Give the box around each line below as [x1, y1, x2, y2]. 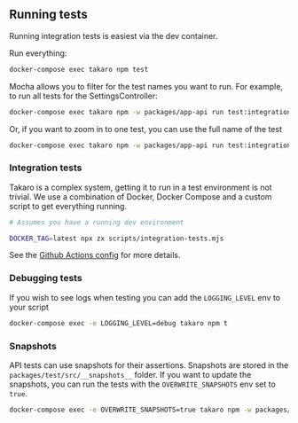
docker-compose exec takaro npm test [9, 65, 149, 74]
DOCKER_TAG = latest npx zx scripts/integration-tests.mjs [9, 234, 224, 243]
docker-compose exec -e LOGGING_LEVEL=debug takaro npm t [9, 318, 228, 327]
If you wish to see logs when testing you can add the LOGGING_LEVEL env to [9, 292, 281, 302]
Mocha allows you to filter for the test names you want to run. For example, [9, 81, 284, 91]
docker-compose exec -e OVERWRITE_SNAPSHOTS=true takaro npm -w [9, 405, 252, 414]
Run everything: [9, 48, 67, 59]
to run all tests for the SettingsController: [9, 90, 158, 101]
